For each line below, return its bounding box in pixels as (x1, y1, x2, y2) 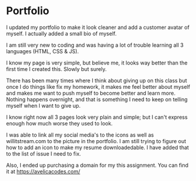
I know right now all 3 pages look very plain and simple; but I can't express (6, 114, 188, 121)
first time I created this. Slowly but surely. (6, 65, 107, 72)
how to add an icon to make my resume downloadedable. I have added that (6, 144, 189, 151)
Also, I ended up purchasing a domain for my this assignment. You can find (6, 161, 189, 169)
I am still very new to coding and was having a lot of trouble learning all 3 (6, 41, 184, 49)
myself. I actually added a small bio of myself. (6, 30, 117, 37)
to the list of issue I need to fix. (6, 150, 81, 157)
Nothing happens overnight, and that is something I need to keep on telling (6, 96, 188, 103)
